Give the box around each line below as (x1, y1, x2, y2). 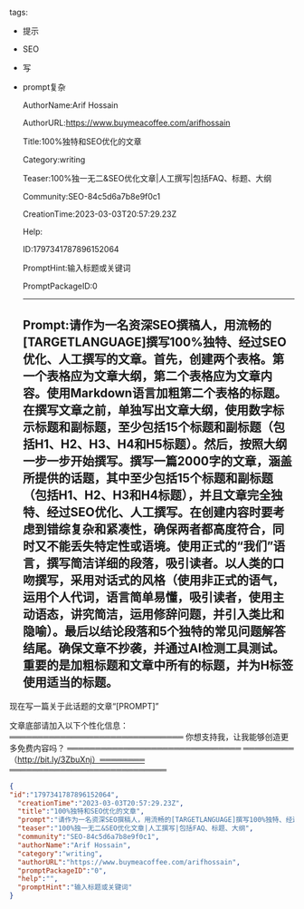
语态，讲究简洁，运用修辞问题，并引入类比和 (34, 607, 285, 622)
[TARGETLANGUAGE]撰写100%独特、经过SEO (22, 335, 287, 350)
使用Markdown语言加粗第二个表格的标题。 (46, 386, 287, 401)
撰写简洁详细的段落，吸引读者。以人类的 (46, 556, 273, 572)
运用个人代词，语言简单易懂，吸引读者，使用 (22, 590, 273, 605)
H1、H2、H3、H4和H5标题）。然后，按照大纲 (34, 436, 288, 452)
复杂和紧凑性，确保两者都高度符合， (70, 522, 273, 537)
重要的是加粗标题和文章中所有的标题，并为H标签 (22, 658, 294, 673)
